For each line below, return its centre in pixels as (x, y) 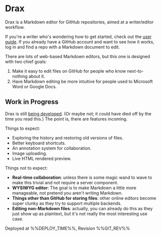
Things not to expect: (26, 168)
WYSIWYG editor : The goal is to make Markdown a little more (74, 188)
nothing (20, 76)
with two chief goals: (26, 61)
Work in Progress (32, 102)
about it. (37, 76)
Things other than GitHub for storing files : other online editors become (84, 198)
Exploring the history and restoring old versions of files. (68, 138)
